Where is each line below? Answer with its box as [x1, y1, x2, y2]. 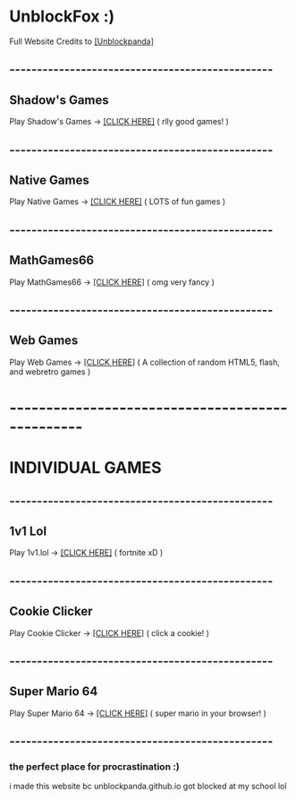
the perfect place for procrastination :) [9, 761, 181, 773]
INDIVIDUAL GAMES [9, 458, 163, 478]
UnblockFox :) [9, 6, 115, 27]
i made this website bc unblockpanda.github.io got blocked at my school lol [9, 781, 287, 792]
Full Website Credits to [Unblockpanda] [9, 36, 155, 47]
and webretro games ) [9, 366, 91, 377]
